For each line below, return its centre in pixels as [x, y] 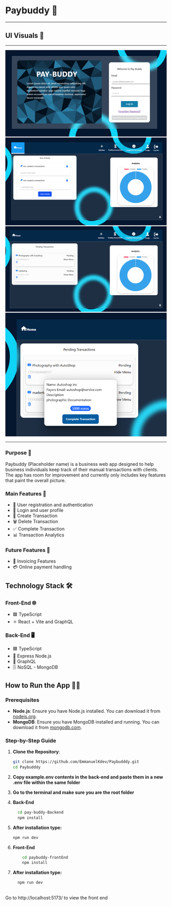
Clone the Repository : [36, 752]
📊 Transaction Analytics [38, 534]
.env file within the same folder [46, 782]
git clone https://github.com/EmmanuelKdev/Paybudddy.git [76, 762]
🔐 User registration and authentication [53, 505]
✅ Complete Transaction [39, 529]
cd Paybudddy [27, 767]
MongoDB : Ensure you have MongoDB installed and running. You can [86, 722]
